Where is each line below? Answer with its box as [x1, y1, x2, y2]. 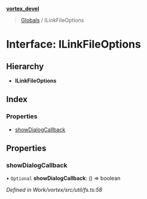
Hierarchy [6, 61, 44, 71]
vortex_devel [6, 5, 39, 12]
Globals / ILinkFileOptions [20, 17, 84, 23]
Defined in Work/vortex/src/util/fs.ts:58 [6, 186, 103, 194]
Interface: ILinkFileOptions [6, 38, 142, 51]
